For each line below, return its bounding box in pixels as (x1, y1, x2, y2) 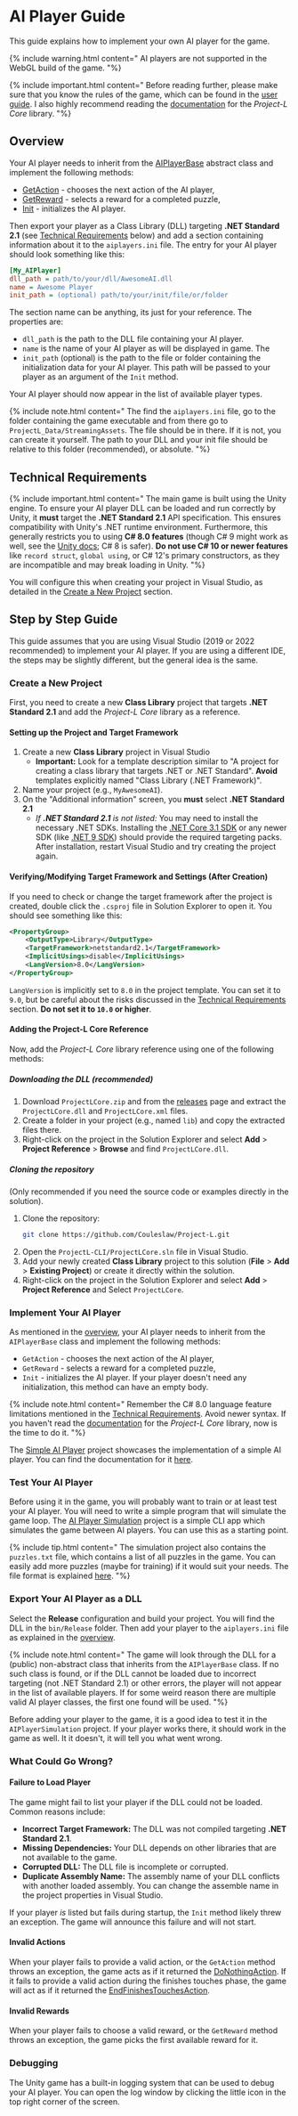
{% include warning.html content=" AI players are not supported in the (9, 53, 268, 63)
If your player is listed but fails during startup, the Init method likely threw (9, 1907, 282, 1917)
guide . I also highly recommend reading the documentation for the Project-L (9, 98, 288, 109)
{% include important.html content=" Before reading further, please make (9, 79, 278, 90)
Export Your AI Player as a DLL (9, 1592, 142, 1605)
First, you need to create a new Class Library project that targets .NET (9, 697, 269, 708)
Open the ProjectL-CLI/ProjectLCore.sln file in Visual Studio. (21, 1246, 249, 1257)
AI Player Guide (9, 6, 126, 27)
